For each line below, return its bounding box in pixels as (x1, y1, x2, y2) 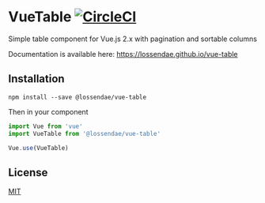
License (8, 166, 48, 179)
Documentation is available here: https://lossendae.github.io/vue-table (8, 49, 239, 58)
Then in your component (8, 107, 89, 116)
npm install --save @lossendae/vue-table (8, 93, 147, 101)
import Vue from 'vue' (8, 122, 83, 130)
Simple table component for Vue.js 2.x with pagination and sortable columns (8, 34, 257, 43)
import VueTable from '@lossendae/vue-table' (8, 130, 161, 137)
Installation (8, 72, 65, 86)
